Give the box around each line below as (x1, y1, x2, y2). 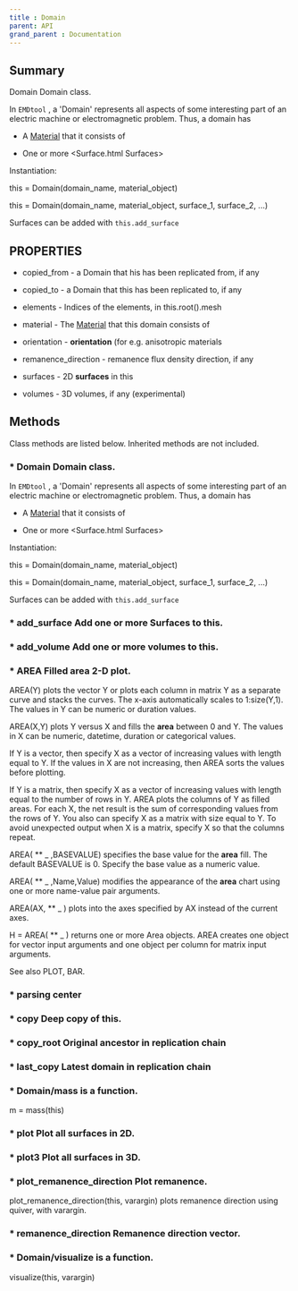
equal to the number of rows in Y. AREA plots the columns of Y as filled (9, 794, 270, 805)
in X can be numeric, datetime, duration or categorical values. (9, 731, 236, 742)
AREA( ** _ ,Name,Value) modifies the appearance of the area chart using (9, 876, 281, 887)
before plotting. (9, 767, 66, 778)
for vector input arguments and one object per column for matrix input (9, 939, 267, 950)
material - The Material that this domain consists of (21, 319, 211, 329)
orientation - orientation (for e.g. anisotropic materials (21, 336, 223, 347)
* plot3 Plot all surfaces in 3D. (9, 1151, 141, 1164)
